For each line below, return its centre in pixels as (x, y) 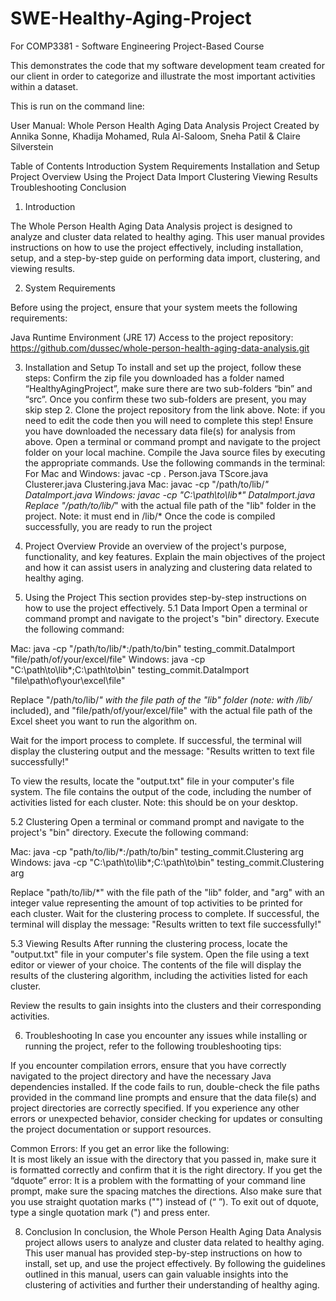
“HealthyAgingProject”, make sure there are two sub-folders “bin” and (168, 388)
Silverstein (32, 146)
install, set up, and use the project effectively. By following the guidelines (175, 1263)
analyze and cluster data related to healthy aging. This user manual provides (167, 236)
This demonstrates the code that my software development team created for (167, 65)
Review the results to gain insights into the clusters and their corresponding (166, 1005)
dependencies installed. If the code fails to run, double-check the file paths (165, 1086)
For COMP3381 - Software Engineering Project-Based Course (137, 46)
